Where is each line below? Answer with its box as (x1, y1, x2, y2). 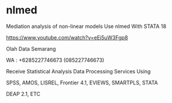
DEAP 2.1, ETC (6, 90, 41, 97)
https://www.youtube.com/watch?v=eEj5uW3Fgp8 (6, 34, 128, 41)
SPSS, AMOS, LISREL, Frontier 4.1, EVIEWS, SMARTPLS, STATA (6, 79, 158, 86)
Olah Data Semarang (6, 45, 56, 52)
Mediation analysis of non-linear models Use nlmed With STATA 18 (6, 23, 167, 30)
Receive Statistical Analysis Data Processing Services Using (6, 68, 151, 74)
